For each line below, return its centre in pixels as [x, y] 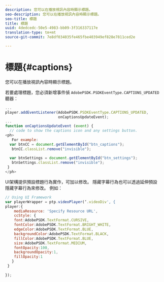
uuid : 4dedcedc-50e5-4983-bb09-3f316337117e [51, 28]
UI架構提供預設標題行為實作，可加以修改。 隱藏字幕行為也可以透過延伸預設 [81, 182]
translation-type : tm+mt [31, 32]
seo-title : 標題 [21, 19]
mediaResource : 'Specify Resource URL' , [56, 211]
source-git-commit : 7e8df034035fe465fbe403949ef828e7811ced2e [70, 37]
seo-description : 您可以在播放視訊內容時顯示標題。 [53, 14]
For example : [25, 140]
